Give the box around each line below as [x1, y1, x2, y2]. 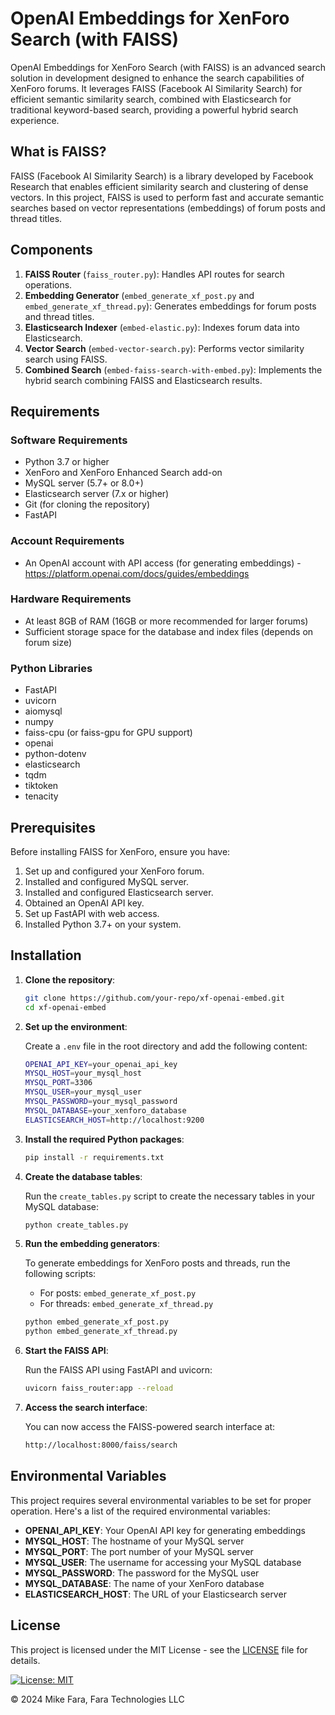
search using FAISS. [24, 353, 108, 365]
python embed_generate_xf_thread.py [24, 1327, 178, 1337]
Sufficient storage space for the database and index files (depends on [24, 625, 314, 637]
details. [10, 1654, 41, 1666]
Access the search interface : [24, 1402, 148, 1414]
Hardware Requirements [10, 592, 132, 606]
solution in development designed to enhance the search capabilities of [10, 72, 305, 84]
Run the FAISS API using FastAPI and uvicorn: [24, 1364, 213, 1376]
